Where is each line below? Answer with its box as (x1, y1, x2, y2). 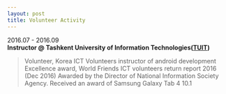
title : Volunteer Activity (7, 17, 86, 24)
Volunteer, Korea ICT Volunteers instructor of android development (24, 56, 216, 65)
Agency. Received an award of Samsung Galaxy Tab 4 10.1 (24, 79, 193, 87)
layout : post (7, 10, 45, 17)
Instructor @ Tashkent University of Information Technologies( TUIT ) (7, 43, 211, 52)
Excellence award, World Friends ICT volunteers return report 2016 (24, 64, 217, 72)
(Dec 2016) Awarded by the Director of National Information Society (24, 71, 219, 80)
